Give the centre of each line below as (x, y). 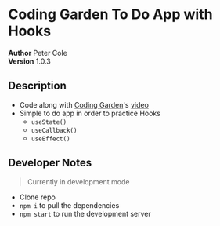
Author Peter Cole (38, 53)
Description (37, 86)
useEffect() (50, 139)
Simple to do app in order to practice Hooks (90, 113)
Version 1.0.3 (29, 61)
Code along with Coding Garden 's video (84, 104)
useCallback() (54, 130)
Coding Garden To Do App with (110, 15)
